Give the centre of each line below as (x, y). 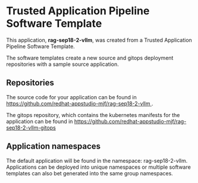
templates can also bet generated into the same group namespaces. (90, 173)
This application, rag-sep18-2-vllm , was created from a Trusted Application (99, 40)
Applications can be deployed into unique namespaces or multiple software (99, 167)
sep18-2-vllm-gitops (31, 127)
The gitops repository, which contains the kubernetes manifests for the (93, 115)
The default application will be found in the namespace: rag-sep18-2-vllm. (97, 160)
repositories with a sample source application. (62, 64)
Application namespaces (54, 146)
